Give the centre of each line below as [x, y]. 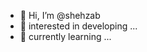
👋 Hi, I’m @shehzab [60, 15]
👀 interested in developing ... [78, 26]
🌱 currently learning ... [65, 36]
